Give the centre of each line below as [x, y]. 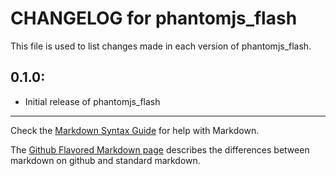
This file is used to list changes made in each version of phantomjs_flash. [161, 46]
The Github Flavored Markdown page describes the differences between [160, 149]
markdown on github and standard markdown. [105, 160]
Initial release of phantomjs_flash [92, 101]
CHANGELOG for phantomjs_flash [154, 18]
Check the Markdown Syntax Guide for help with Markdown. [135, 130]
